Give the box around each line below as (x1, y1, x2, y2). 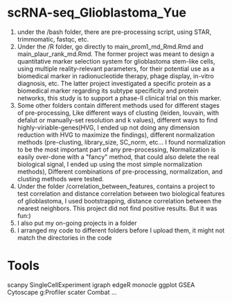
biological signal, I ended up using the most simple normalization (17, 160, 203, 168)
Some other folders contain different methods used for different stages (17, 101, 220, 109)
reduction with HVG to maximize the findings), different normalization (17, 130, 215, 139)
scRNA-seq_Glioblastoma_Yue (7, 5, 187, 21)
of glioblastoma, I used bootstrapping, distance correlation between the (17, 196, 222, 205)
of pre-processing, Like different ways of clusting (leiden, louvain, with (17, 109, 220, 117)
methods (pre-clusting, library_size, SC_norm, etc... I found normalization (17, 138, 226, 146)
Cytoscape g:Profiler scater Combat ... (7, 288, 117, 296)
